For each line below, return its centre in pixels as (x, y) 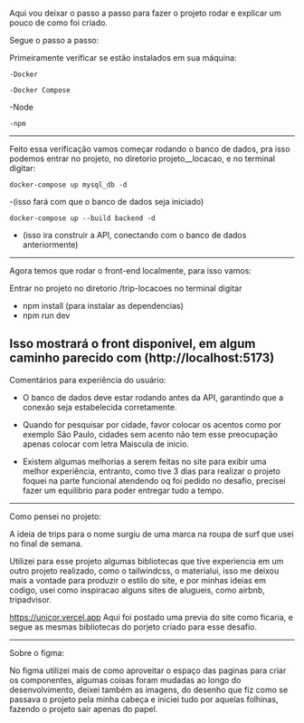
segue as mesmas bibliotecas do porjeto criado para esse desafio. (133, 627)
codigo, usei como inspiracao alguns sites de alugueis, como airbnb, (137, 590)
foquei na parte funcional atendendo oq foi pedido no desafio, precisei (154, 480)
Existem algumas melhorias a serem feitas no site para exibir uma (144, 461)
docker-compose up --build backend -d (82, 218)
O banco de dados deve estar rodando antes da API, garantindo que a (153, 397)
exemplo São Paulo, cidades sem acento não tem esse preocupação (150, 434)
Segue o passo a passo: (54, 40)
